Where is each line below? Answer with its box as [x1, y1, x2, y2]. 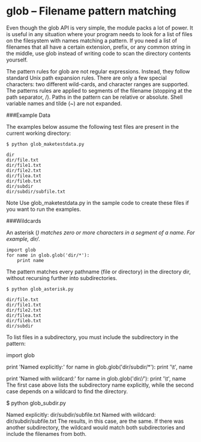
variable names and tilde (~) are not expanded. [6, 99, 122, 107]
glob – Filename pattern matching [6, 4, 177, 18]
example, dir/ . [6, 235, 40, 242]
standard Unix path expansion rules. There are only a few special [6, 74, 167, 81]
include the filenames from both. [6, 430, 87, 437]
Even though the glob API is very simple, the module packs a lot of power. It [6, 24, 193, 31]
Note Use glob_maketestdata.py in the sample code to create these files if [6, 199, 189, 206]
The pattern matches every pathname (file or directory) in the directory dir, [6, 268, 191, 275]
